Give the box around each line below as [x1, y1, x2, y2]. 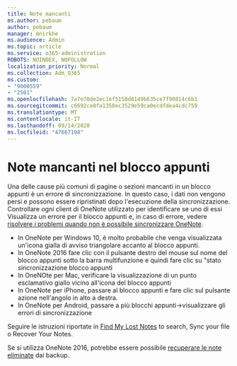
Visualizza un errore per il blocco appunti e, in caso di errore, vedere [7, 213, 207, 221]
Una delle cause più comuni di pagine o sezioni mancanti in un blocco [7, 182, 211, 191]
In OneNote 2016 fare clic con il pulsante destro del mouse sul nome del [17, 249, 228, 257]
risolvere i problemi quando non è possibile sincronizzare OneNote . [7, 220, 204, 228]
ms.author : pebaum [7, 17, 62, 24]
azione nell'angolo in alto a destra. [17, 294, 118, 302]
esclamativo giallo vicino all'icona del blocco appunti [17, 278, 171, 287]
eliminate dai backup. [7, 351, 70, 360]
